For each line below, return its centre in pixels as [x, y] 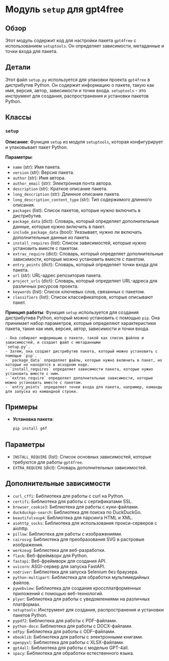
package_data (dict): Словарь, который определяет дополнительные [86, 221]
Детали [18, 67]
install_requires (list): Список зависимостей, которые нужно [79, 243]
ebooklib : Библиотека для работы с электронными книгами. [78, 637]
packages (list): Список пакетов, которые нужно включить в [76, 210]
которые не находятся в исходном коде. [47, 365]
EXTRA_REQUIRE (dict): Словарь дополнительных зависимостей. [80, 467]
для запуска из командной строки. [42, 391]
